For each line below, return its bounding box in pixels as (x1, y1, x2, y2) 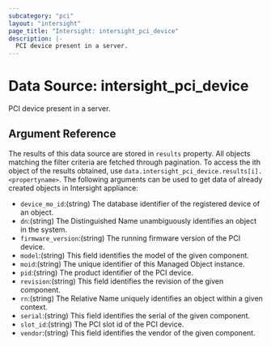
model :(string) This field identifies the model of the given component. (19, 250, 249, 260)
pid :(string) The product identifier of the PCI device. (19, 267, 194, 277)
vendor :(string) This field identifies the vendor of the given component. (19, 327, 256, 337)
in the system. (19, 224, 67, 234)
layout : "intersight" (8, 19, 82, 28)
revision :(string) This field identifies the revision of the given (19, 276, 224, 286)
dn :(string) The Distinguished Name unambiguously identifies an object (19, 216, 257, 225)
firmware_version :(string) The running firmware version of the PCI (19, 233, 241, 243)
